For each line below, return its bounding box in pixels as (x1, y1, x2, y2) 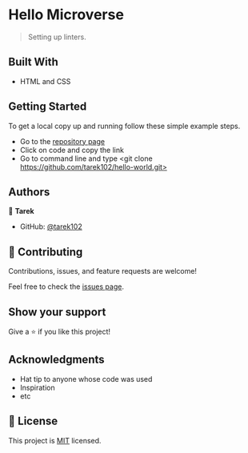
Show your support (8, 305, 106, 319)
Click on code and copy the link (19, 145, 124, 154)
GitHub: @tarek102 (19, 222, 82, 231)
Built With (8, 55, 58, 69)
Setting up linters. (27, 32, 86, 42)
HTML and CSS (19, 76, 71, 86)
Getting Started (8, 100, 87, 114)
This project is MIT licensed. (8, 435, 102, 445)
